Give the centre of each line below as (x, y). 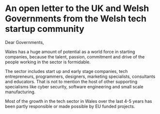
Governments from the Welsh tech (76, 19)
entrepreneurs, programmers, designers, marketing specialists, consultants (80, 76)
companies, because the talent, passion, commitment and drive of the (75, 57)
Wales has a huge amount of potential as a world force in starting (70, 52)
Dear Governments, (25, 42)
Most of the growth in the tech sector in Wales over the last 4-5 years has (79, 101)
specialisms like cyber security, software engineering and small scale (74, 86)
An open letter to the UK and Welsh (77, 8)
